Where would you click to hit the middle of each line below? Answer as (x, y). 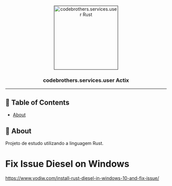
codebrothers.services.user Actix (86, 80)
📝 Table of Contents (37, 102)
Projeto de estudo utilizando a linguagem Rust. (55, 143)
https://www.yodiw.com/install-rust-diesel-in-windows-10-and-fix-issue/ (82, 178)
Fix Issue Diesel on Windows (67, 164)
